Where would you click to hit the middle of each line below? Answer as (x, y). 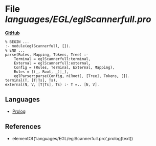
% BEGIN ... (17, 42)
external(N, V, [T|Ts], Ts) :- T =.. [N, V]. (52, 84)
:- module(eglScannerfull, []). (38, 46)
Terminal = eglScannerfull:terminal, (52, 59)
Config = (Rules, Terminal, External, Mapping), (64, 67)
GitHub (12, 33)
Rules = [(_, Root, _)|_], (41, 72)
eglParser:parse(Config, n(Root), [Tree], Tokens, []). (72, 76)
